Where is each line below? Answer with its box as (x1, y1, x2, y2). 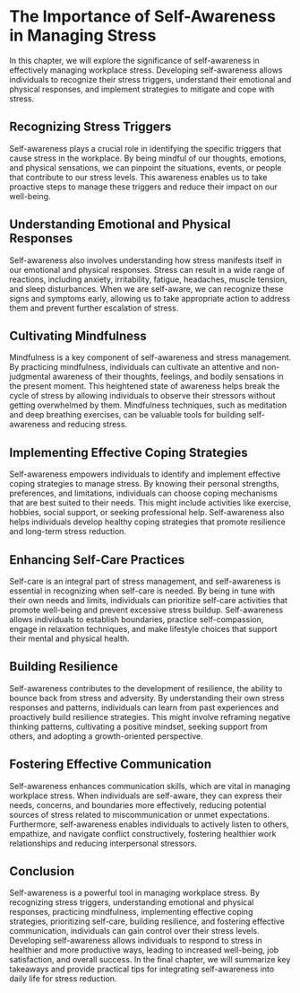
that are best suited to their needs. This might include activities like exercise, (9, 497, 292, 508)
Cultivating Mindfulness (9, 328, 148, 343)
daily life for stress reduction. (9, 973, 117, 984)
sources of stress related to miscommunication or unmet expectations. (9, 809, 270, 820)
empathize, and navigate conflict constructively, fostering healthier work (9, 828, 277, 839)
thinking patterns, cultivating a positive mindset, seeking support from (9, 721, 269, 732)
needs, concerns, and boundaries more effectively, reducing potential (9, 799, 267, 810)
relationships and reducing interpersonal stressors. (9, 838, 197, 848)
